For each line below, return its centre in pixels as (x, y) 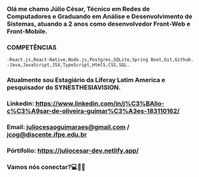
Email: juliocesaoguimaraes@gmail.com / (68, 127)
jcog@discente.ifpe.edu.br (47, 135)
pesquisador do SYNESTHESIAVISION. (64, 87)
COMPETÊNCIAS (32, 47)
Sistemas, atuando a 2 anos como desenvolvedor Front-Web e (99, 24)
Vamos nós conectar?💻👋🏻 (46, 167)
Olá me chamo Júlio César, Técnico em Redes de (78, 9)
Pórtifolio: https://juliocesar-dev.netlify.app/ (73, 150)
